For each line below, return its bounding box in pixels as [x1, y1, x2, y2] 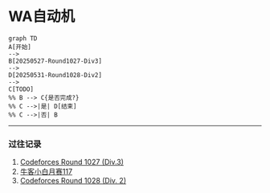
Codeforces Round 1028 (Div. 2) [19, 176, 127, 186]
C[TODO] [8, 85, 35, 93]
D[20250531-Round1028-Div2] [8, 71, 103, 79]
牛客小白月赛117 [19, 166, 73, 177]
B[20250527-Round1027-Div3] [8, 57, 103, 65]
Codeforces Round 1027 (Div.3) [19, 158, 125, 167]
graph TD [8, 34, 38, 43]
